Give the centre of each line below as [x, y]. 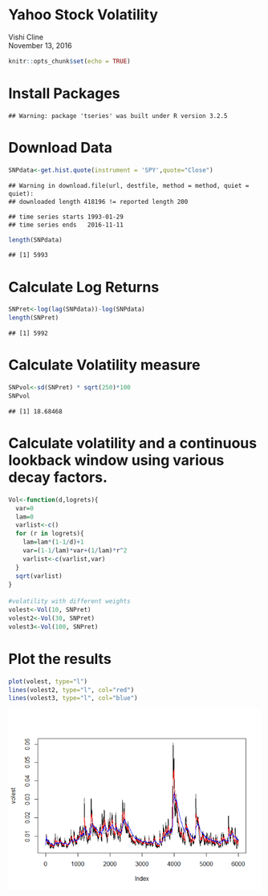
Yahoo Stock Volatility [83, 15]
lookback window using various [116, 460]
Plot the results [60, 659]
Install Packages [64, 93]
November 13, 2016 [40, 45]
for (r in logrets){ [50, 534]
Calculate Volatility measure [104, 365]
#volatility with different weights [69, 601]
